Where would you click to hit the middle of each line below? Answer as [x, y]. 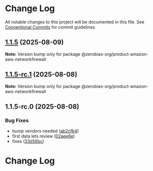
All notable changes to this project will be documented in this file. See [75, 22]
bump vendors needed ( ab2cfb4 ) [45, 131]
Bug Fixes [17, 120]
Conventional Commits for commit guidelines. [51, 27]
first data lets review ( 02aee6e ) [43, 136]
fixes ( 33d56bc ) [28, 141]
